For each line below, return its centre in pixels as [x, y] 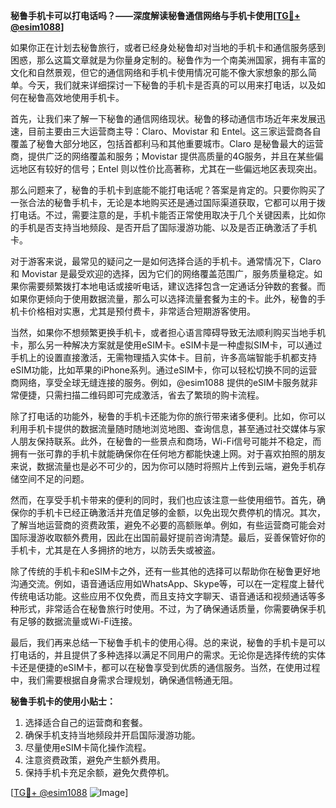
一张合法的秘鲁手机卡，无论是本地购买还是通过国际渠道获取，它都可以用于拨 [168, 202]
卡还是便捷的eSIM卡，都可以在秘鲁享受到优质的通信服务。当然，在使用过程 [165, 667]
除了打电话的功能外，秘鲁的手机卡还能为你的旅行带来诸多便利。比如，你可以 [168, 416]
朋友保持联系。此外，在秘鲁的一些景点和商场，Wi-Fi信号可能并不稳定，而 [170, 441]
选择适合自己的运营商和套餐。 [86, 722]
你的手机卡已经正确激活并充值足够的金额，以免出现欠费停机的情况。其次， [172, 512]
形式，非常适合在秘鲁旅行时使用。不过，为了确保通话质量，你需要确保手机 [172, 608]
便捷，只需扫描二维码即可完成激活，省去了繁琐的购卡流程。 [141, 395]
